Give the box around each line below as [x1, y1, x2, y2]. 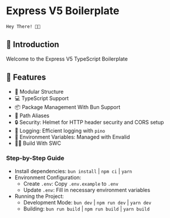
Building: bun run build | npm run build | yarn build [23, 205, 150, 212]
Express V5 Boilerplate [6, 4, 120, 18]
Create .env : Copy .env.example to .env [23, 180, 119, 187]
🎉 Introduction [6, 39, 60, 49]
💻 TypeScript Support [14, 94, 69, 101]
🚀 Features [6, 72, 46, 82]
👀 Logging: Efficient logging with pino [14, 127, 106, 134]
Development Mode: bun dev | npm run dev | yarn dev [23, 199, 151, 206]
